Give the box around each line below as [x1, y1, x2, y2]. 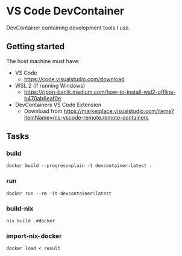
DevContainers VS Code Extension [14, 101, 102, 108]
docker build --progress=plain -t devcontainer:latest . [6, 163, 152, 169]
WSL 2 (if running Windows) [14, 82, 86, 89]
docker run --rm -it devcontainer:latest [6, 190, 112, 197]
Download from [24, 107, 63, 115]
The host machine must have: [6, 57, 80, 64]
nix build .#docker [6, 218, 55, 224]
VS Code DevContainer [6, 4, 125, 18]
